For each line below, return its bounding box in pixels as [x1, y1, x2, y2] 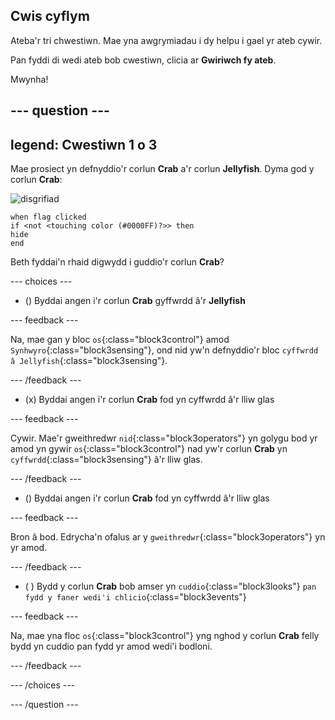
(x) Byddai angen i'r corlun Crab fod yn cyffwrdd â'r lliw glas [24, 394, 275, 406]
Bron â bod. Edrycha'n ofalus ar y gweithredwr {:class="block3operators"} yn [10, 531, 326, 543]
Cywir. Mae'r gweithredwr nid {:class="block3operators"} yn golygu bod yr [10, 432, 318, 444]
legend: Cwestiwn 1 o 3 [10, 136, 158, 153]
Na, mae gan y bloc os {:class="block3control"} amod [10, 334, 230, 346]
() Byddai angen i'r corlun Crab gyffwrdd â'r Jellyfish [24, 295, 246, 307]
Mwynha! [10, 73, 49, 85]
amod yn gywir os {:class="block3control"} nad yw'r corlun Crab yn [10, 443, 288, 455]
